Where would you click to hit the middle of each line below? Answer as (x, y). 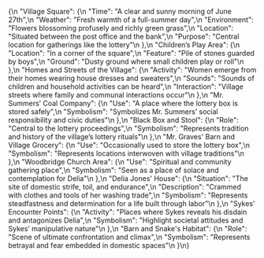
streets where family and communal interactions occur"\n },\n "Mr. (116, 95)
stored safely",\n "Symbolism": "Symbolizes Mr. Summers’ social (113, 112)
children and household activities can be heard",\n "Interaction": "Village (126, 87)
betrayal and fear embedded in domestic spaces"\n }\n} (99, 245)
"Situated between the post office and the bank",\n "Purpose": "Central (124, 36)
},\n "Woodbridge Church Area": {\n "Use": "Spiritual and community (120, 162)
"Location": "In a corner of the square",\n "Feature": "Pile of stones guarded (131, 53)
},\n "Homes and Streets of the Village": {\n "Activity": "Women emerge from (132, 70)
